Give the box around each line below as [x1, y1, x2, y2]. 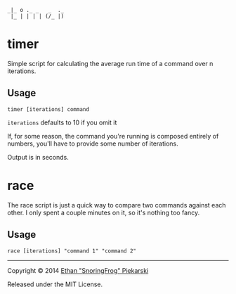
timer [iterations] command [7, 106, 90, 113]
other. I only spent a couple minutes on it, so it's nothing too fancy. [7, 208, 200, 217]
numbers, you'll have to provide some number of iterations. [7, 139, 179, 148]
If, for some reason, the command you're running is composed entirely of [7, 132, 219, 140]
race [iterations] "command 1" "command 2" [7, 247, 137, 255]
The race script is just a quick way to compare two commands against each [7, 200, 226, 209]
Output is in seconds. [7, 153, 69, 161]
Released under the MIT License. [7, 280, 103, 288]
